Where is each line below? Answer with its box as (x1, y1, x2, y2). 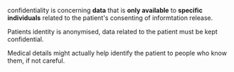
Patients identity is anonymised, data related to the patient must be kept (7, 28, 218, 36)
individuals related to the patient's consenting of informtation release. (7, 14, 213, 22)
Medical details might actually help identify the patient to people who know (7, 49, 228, 57)
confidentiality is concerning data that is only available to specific (7, 6, 203, 14)
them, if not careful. (7, 56, 65, 65)
